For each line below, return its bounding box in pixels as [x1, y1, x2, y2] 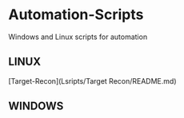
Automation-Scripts [8, 6, 144, 24]
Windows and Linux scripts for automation [8, 32, 148, 41]
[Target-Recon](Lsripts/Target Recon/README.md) [8, 76, 177, 85]
